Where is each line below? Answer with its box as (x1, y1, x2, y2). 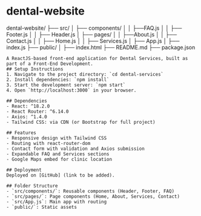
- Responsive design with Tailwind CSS (6, 135, 107, 141)
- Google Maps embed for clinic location (6, 156, 113, 162)
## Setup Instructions (6, 66, 64, 72)
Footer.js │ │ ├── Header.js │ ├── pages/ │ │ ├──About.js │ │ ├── (6, 30, 177, 38)
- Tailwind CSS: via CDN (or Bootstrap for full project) (6, 119, 156, 125)
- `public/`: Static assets (6, 204, 77, 210)
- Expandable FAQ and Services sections (6, 150, 110, 157)
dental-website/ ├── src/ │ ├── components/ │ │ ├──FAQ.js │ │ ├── (6, 24, 182, 32)
